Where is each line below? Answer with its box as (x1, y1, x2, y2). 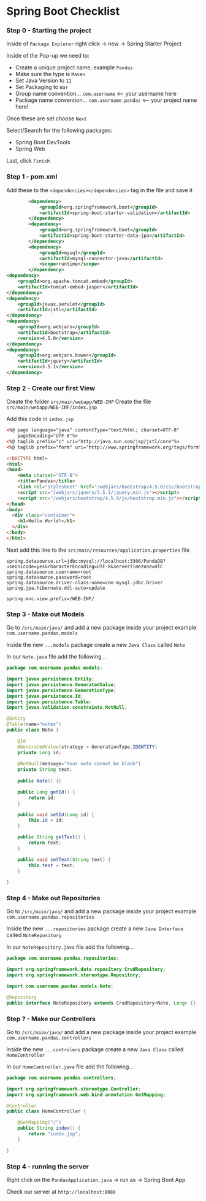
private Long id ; (17, 749, 62, 755)
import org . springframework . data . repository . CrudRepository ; (6, 967, 166, 973)
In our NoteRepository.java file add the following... (6, 943, 134, 951)
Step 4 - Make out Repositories (6, 894, 101, 903)
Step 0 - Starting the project (6, 26, 92, 35)
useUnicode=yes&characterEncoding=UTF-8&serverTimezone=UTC (6, 563, 164, 570)
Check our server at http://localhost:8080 (6, 1188, 116, 1195)
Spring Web (15, 145, 45, 153)
